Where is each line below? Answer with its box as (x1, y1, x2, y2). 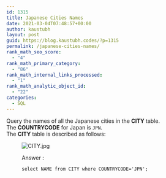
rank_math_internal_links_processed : (6, 72, 103, 78)
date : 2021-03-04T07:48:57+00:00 (6, 20, 92, 26)
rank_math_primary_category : (6, 60, 81, 66)
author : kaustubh (6, 26, 51, 33)
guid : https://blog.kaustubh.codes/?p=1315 (6, 37, 119, 44)
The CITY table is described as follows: (6, 130, 106, 137)
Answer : (21, 154, 44, 161)
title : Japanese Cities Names (6, 15, 84, 21)
